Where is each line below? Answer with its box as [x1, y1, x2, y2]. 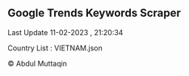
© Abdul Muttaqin [7, 58, 68, 68]
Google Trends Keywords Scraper [7, 6, 181, 20]
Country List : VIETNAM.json [7, 43, 103, 53]
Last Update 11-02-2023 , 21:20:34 [7, 27, 124, 37]
